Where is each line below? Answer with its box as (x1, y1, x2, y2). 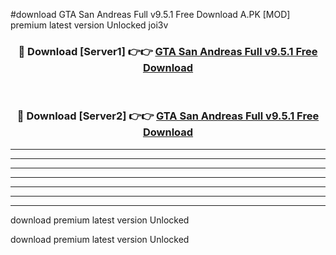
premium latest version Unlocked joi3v (10, 19, 169, 31)
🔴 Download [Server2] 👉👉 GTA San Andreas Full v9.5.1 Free (16, 109, 320, 123)
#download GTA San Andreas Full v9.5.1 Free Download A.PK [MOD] (10, 9, 291, 20)
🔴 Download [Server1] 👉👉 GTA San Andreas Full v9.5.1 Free (18, 44, 318, 58)
